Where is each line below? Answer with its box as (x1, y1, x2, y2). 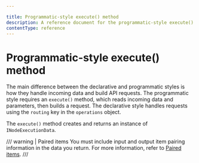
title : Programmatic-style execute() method (6, 14, 119, 20)
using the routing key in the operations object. (6, 109, 121, 116)
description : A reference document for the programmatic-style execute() (6, 19, 194, 26)
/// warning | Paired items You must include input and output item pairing (6, 138, 185, 145)
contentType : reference (6, 25, 66, 31)
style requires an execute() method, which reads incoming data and (6, 96, 173, 103)
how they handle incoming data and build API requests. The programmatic (6, 90, 189, 97)
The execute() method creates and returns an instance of (6, 120, 148, 127)
